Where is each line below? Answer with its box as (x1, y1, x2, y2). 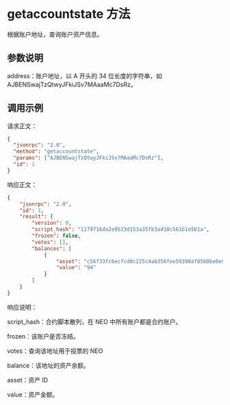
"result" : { (19, 213, 53, 220)
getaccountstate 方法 (7, 6, 131, 22)
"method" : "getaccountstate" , (13, 148, 99, 155)
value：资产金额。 (7, 390, 59, 398)
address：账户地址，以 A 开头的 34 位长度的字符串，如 (7, 71, 163, 79)
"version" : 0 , (31, 220, 72, 227)
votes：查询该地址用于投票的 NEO (7, 347, 103, 355)
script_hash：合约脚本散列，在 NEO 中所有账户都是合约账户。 (7, 317, 182, 326)
